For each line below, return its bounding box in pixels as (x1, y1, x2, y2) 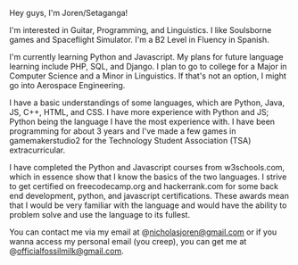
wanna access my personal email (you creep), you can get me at (9, 236, 247, 246)
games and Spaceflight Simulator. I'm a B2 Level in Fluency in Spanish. (9, 35, 269, 45)
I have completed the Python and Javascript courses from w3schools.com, (9, 162, 286, 172)
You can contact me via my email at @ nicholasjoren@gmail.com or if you (9, 227, 277, 237)
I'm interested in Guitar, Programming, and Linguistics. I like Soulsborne (9, 25, 272, 35)
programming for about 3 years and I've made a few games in (9, 126, 236, 137)
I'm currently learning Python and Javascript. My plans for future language (9, 52, 284, 62)
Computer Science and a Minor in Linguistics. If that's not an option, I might (9, 70, 287, 81)
